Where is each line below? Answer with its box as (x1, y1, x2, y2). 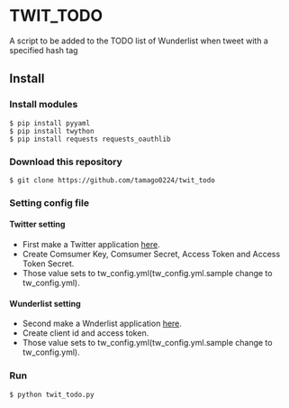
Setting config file (9, 196, 90, 209)
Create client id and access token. (22, 328, 149, 338)
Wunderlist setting (9, 298, 81, 309)
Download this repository (9, 155, 123, 168)
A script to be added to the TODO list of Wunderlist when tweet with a (9, 35, 268, 46)
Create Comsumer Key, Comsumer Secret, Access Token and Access (22, 249, 281, 260)
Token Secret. (22, 258, 75, 269)
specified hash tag (9, 44, 78, 55)
